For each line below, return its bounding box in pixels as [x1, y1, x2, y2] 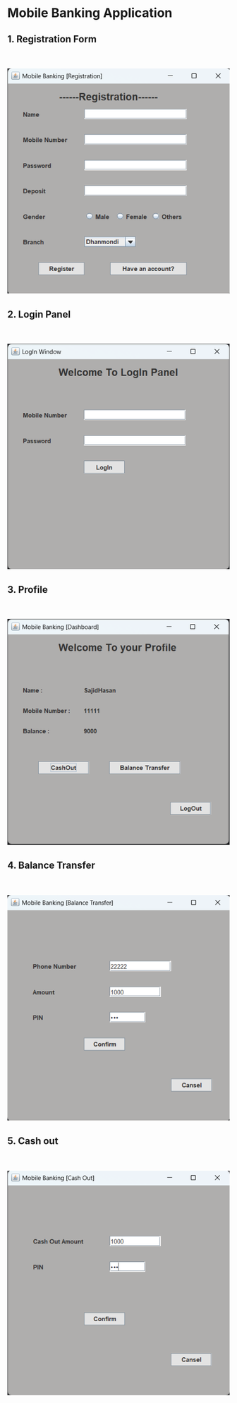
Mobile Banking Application [7, 5, 173, 21]
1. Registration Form [7, 33, 97, 45]
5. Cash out [7, 1135, 59, 1148]
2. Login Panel [7, 308, 71, 320]
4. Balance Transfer [7, 860, 95, 872]
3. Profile [7, 584, 48, 596]
